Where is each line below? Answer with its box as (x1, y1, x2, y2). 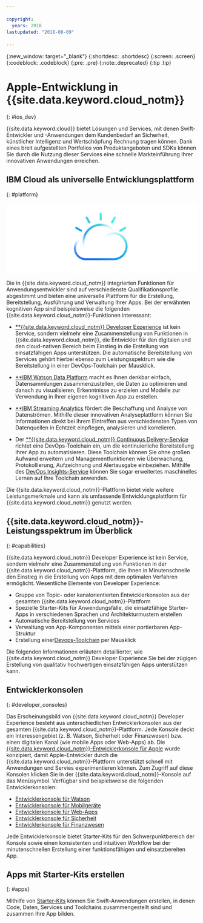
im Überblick (83, 526, 133, 536)
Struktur (15, 630, 36, 637)
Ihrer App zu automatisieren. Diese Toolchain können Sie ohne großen (15, 448, 190, 455)
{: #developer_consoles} (6, 701, 68, 708)
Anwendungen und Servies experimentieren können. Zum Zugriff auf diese (6, 764, 193, 772)
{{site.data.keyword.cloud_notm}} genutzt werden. (6, 498, 133, 506)
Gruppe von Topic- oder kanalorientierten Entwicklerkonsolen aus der (15, 591, 190, 598)
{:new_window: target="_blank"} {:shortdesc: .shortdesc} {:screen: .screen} (6, 53, 196, 60)
